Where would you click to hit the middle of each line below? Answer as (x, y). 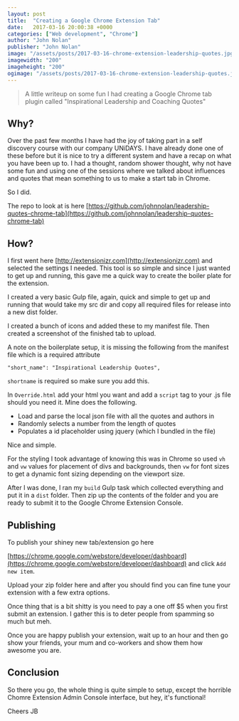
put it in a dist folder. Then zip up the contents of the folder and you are (113, 496)
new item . (21, 571)
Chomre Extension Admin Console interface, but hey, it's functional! (107, 697)
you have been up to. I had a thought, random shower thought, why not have (119, 164)
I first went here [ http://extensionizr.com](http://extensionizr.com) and (110, 261)
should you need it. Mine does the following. (72, 402)
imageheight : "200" (36, 67)
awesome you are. (34, 650)
